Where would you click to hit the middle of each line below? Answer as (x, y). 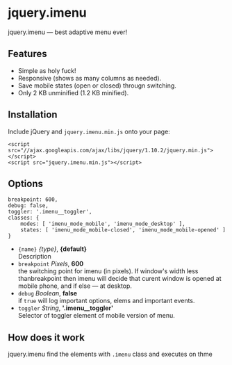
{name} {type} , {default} (52, 249)
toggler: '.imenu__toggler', (50, 212)
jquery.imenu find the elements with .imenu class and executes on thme (110, 354)
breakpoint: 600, (33, 200)
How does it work (47, 338)
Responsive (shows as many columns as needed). (90, 78)
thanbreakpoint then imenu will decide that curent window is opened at (119, 279)
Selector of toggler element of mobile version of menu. (97, 316)
